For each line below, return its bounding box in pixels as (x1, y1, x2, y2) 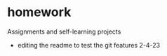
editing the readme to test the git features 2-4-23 (17, 41, 161, 49)
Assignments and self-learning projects (7, 27, 121, 36)
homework (7, 4, 72, 20)
